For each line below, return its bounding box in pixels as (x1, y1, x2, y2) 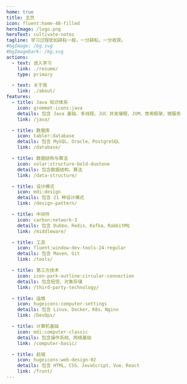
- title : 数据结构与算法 (12, 155, 69, 162)
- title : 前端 (12, 351, 46, 357)
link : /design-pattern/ (17, 201, 78, 207)
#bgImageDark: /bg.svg (6, 49, 64, 55)
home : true (6, 9, 34, 15)
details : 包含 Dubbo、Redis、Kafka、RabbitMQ (17, 222, 130, 229)
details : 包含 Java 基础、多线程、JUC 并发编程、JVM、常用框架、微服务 (17, 110, 181, 116)
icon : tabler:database (17, 133, 75, 139)
